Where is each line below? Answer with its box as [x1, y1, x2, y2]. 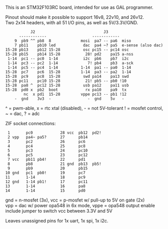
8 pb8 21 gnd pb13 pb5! [7, 161, 102, 166]
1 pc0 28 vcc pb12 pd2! [7, 130, 102, 135]
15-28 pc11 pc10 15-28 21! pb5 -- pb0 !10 [5, 78, 127, 83]
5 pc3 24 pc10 [7, 148, 88, 153]
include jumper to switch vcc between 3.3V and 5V [5, 208, 113, 214]
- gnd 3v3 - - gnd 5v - [14, 96, 125, 101]
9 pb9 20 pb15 [7, 166, 88, 171]
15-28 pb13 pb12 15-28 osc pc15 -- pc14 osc [5, 47, 129, 52]
